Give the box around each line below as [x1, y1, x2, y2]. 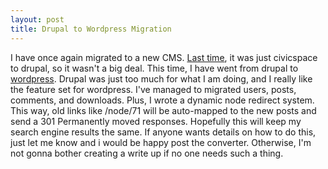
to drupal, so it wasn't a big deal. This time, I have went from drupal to [10, 62, 299, 74]
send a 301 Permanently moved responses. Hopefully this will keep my [10, 115, 302, 127]
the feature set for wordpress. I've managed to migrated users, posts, [10, 83, 297, 95]
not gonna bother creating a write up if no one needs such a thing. [10, 147, 284, 159]
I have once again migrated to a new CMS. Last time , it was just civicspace [10, 51, 318, 63]
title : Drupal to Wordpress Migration [10, 24, 172, 34]
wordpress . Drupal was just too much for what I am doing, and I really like [10, 72, 313, 85]
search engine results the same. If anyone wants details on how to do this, [10, 126, 317, 138]
